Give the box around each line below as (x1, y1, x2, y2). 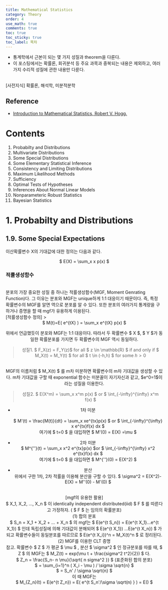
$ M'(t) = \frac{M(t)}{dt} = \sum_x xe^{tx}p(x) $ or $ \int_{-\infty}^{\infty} (13, 418, 163, 424)
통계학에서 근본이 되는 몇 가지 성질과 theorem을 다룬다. (12, 54, 121, 60)
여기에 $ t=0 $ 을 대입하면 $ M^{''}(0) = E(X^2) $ (39, 456, 137, 462)
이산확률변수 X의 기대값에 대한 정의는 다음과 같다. (5, 248, 102, 254)
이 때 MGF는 (72, 574, 97, 580)
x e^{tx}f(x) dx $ (71, 423, 105, 429)
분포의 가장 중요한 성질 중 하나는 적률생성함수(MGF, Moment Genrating (5, 289, 146, 295)
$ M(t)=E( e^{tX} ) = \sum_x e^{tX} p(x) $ (42, 319, 127, 325)
